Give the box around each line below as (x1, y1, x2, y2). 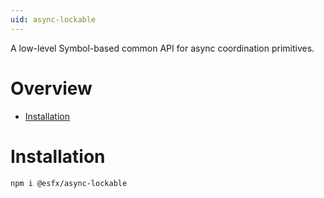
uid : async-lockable (10, 14, 97, 25)
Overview (10, 77, 93, 100)
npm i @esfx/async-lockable (10, 178, 128, 188)
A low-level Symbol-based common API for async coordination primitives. (10, 42, 315, 54)
